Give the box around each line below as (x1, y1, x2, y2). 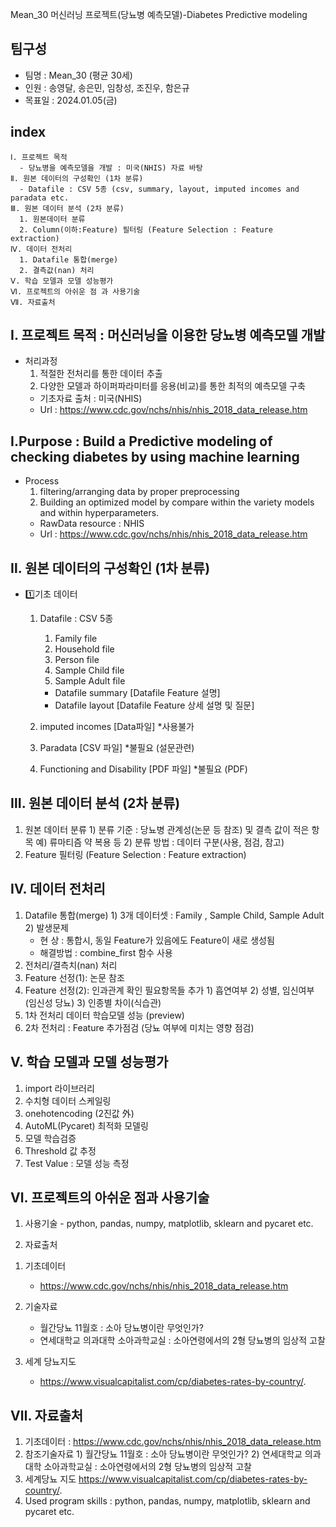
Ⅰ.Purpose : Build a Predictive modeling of (10, 433, 273, 450)
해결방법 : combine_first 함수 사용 (39, 946, 173, 958)
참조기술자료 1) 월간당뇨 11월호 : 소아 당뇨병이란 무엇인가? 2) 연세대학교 (24, 1448, 303, 1460)
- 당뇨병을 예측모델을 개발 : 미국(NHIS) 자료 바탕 (19, 163, 203, 173)
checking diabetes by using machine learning (10, 448, 300, 465)
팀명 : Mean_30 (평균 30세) (24, 69, 133, 81)
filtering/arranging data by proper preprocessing (39, 486, 240, 498)
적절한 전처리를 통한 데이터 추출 (39, 368, 163, 380)
